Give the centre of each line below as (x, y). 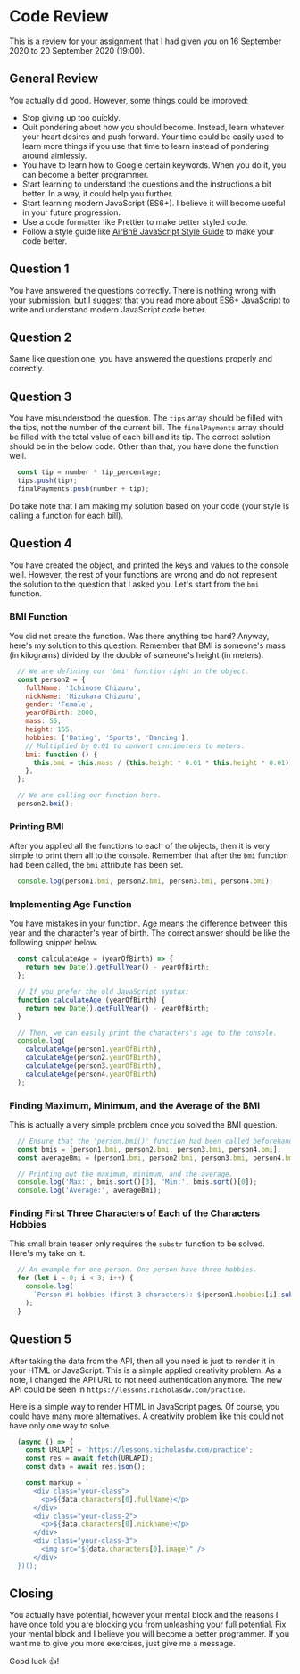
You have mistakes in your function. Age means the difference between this (148, 924)
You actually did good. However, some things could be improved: (129, 100)
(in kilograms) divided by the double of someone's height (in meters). (137, 654)
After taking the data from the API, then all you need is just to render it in (142, 1361)
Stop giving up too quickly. (71, 117)
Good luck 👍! (34, 1662)
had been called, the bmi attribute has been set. (96, 865)
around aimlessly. (54, 155)
